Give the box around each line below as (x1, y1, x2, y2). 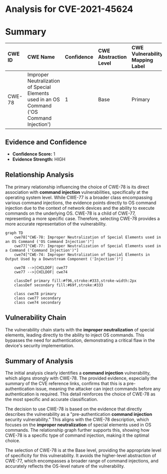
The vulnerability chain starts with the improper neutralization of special (5, 326, 155, 332)
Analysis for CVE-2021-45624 (5, 3, 133, 15)
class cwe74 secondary (14, 300, 61, 305)
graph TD (5, 230, 23, 236)
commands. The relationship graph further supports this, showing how (5, 427, 150, 433)
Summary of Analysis (5, 357, 74, 365)
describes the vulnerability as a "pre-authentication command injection (5, 411, 153, 417)
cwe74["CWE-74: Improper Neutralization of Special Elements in (14, 252, 150, 257)
